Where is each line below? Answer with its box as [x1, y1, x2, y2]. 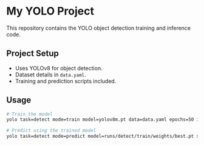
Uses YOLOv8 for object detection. [15, 64, 103, 72]
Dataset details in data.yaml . [15, 71, 86, 78]
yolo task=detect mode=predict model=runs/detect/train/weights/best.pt [6, 133, 194, 140]
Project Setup [6, 49, 59, 59]
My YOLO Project [6, 4, 94, 18]
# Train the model [6, 111, 53, 117]
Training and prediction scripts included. [15, 77, 117, 84]
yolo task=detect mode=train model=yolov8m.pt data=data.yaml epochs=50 [6, 116, 194, 123]
